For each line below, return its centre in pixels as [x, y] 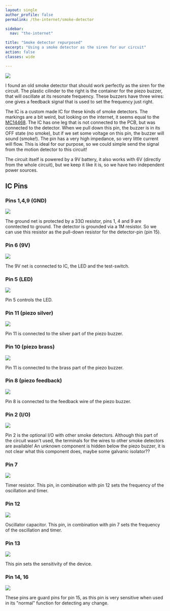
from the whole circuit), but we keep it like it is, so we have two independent [85, 165]
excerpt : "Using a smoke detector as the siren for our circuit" [76, 47]
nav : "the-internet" [31, 34]
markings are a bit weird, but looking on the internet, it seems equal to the [82, 117]
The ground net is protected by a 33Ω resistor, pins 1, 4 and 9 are [73, 221]
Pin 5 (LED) [19, 279]
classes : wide [20, 57]
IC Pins [16, 186]
